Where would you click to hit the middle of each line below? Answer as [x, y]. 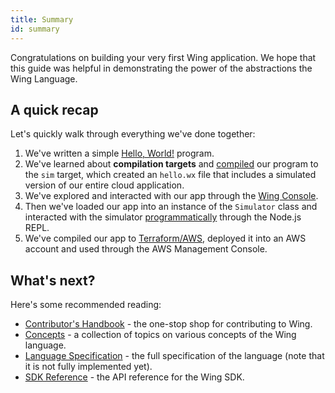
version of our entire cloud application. [104, 185]
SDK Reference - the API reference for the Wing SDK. [134, 377]
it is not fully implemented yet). [88, 367]
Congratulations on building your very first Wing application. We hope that [163, 57]
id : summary [35, 29]
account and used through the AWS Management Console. [146, 249]
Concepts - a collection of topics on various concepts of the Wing [160, 335]
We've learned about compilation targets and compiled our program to [171, 164]
